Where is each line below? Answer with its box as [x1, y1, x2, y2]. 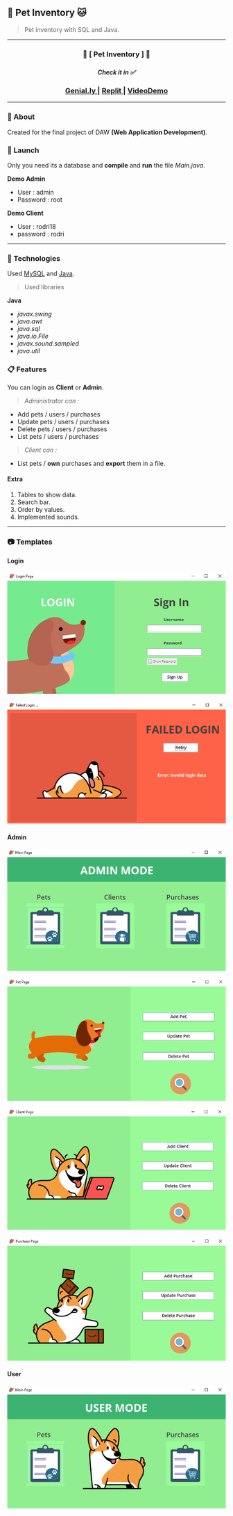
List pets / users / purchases [17, 432, 99, 440]
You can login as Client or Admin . [7, 383, 104, 392]
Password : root [17, 195, 62, 204]
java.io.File [17, 332, 49, 341]
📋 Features [7, 364, 47, 374]
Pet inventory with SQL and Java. [24, 25, 120, 33]
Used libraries [24, 283, 64, 291]
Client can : [24, 446, 58, 454]
